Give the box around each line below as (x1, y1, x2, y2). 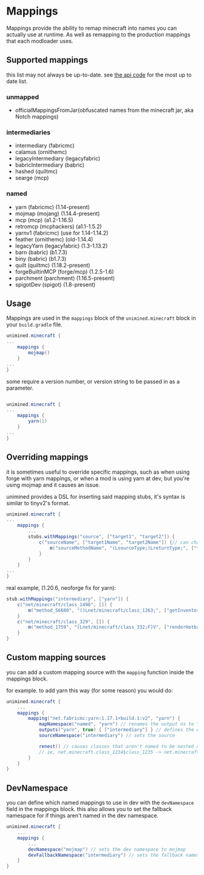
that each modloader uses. (6, 37, 73, 44)
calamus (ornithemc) (15, 148, 67, 156)
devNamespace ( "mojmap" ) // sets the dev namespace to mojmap (28, 846, 186, 853)
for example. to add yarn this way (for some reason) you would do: (6, 687, 173, 694)
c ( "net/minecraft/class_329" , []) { (17, 618, 110, 624)
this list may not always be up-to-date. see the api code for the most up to (6, 71, 192, 78)
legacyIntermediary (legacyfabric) (15, 155, 101, 162)
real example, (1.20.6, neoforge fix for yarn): (6, 584, 117, 592)
